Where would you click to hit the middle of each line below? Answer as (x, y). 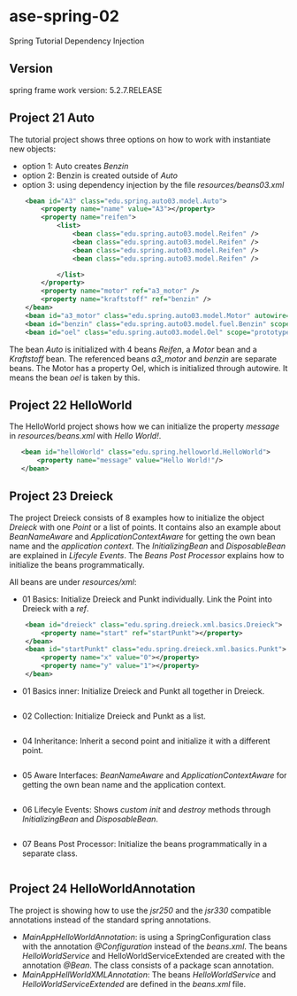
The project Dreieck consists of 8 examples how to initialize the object (137, 517)
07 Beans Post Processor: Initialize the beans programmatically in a (145, 844)
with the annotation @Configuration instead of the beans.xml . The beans (155, 946)
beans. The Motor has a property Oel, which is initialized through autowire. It (148, 368)
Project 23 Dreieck (61, 497)
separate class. (49, 853)
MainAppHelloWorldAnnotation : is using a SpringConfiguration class (146, 937)
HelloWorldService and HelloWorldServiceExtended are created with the (153, 955)
